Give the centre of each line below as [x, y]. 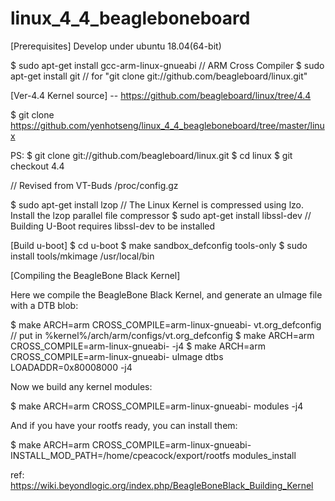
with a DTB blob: [44, 305]
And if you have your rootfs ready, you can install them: [124, 425]
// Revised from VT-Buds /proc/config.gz [94, 185]
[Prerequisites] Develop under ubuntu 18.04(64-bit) [116, 46]
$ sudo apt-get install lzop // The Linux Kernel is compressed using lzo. [157, 204]
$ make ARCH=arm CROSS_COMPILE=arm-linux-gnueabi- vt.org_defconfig [166, 324]
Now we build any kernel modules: [81, 386]
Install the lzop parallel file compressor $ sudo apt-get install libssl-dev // [161, 215]
